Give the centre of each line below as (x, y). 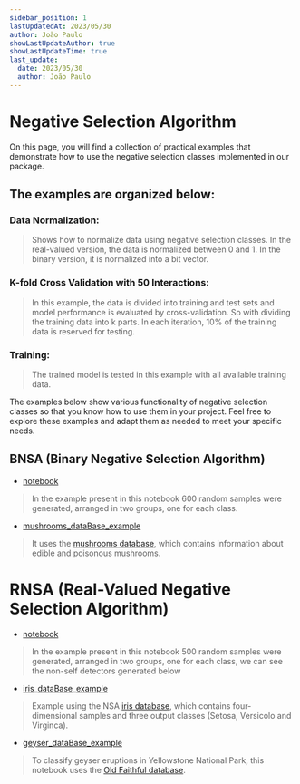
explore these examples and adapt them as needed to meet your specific (146, 421)
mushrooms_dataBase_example (82, 526)
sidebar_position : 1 (48, 18)
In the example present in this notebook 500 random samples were (156, 651)
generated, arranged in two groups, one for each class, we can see (157, 661)
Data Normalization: (54, 220)
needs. (22, 431)
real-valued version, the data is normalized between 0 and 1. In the (156, 249)
